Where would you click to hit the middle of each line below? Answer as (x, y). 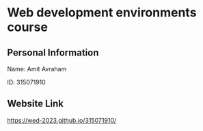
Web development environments (102, 13)
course (27, 27)
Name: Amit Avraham (37, 69)
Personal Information (53, 52)
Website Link (35, 104)
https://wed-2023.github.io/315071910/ (62, 120)
